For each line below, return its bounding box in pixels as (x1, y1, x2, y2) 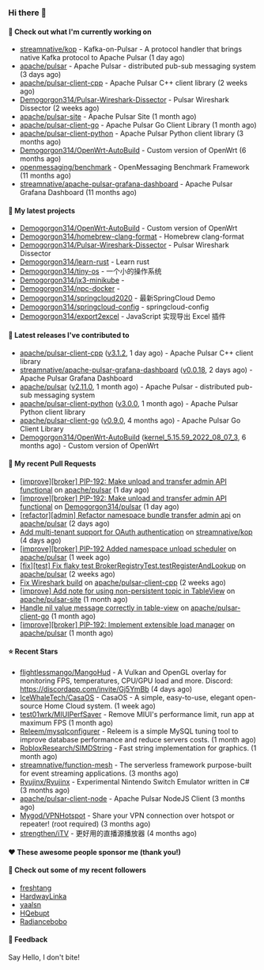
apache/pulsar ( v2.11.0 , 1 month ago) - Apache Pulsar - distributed (19, 381, 236, 391)
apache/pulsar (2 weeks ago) (19, 569, 116, 578)
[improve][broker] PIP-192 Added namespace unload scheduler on (19, 543, 237, 554)
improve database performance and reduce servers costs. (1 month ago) (19, 734, 257, 744)
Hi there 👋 (8, 7, 47, 18)
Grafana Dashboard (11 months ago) (19, 188, 137, 197)
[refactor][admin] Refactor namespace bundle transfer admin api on (19, 510, 241, 520)
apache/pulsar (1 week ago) (19, 552, 111, 562)
